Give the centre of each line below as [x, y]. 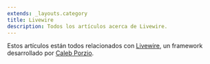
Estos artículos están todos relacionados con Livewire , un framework [105, 46]
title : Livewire [30, 20]
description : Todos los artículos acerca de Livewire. [87, 26]
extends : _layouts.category [48, 13]
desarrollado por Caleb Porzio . [51, 53]
